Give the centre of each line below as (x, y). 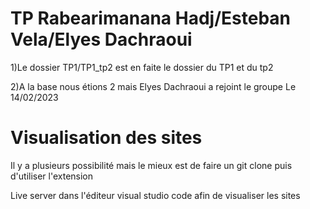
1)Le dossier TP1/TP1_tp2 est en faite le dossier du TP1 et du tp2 (142, 67)
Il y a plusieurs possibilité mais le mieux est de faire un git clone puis (151, 165)
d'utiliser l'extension (52, 176)
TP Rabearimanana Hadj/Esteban (150, 18)
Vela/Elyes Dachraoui (101, 39)
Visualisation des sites (106, 138)
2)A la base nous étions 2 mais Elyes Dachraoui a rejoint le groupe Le (153, 86)
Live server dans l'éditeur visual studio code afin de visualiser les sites (155, 195)
